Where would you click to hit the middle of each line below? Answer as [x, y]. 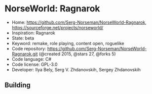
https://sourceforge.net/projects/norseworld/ [57, 27]
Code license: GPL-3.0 [35, 64]
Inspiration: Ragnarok [33, 33]
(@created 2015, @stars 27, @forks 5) [77, 54]
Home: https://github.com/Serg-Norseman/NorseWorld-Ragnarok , [79, 22]
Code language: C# [32, 59]
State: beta [23, 38]
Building [18, 85]
